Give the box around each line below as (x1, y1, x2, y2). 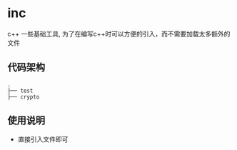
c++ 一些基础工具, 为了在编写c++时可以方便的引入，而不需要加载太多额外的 (7, 29, 231, 38)
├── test (7, 87, 34, 94)
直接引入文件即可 (17, 134, 69, 144)
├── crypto (7, 93, 40, 101)
